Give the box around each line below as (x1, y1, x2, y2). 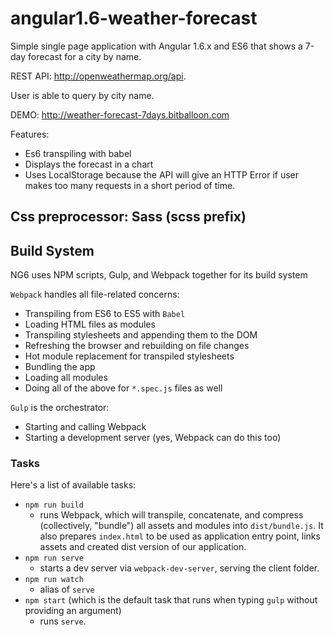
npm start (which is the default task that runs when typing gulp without (24, 594, 318, 606)
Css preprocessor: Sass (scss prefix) (10, 208, 247, 226)
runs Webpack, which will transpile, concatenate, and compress (39, 509, 304, 521)
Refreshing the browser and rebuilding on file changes (24, 340, 250, 352)
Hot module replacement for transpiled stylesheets (24, 350, 235, 362)
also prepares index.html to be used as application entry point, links (39, 530, 321, 542)
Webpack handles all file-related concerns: (10, 288, 180, 301)
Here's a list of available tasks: (10, 479, 137, 491)
